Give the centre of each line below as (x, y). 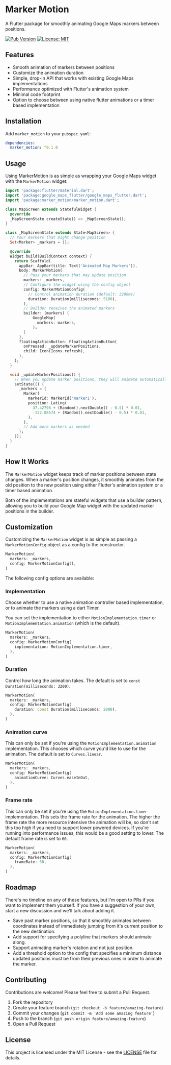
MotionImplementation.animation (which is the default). (63, 623)
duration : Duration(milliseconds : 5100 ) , (72, 299)
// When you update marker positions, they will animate (76, 379)
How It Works (27, 462)
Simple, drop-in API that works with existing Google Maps (73, 78)
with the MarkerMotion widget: (36, 181)
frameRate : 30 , (31, 862)
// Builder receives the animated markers (69, 308)
